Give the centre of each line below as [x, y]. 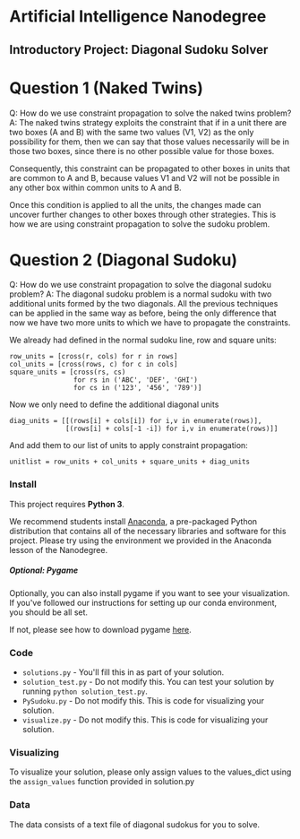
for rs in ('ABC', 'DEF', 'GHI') [136, 380]
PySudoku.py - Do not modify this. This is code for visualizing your [143, 701]
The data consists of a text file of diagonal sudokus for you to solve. [135, 824]
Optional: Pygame [44, 570]
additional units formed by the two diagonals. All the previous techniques [144, 304]
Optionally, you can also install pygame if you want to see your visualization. [150, 592]
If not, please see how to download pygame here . [101, 629]
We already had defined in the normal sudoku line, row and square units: [143, 340]
